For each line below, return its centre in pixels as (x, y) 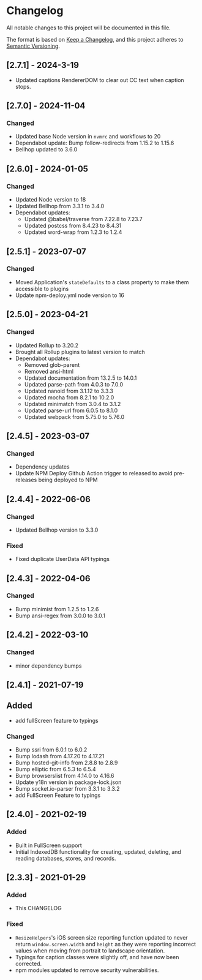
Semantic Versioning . (33, 46)
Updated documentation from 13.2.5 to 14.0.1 (80, 378)
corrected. (28, 963)
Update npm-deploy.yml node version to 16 (69, 295)
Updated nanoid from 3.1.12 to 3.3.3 (69, 391)
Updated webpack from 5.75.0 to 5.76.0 (74, 417)
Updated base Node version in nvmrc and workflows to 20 (88, 137)
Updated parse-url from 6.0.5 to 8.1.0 (71, 410)
